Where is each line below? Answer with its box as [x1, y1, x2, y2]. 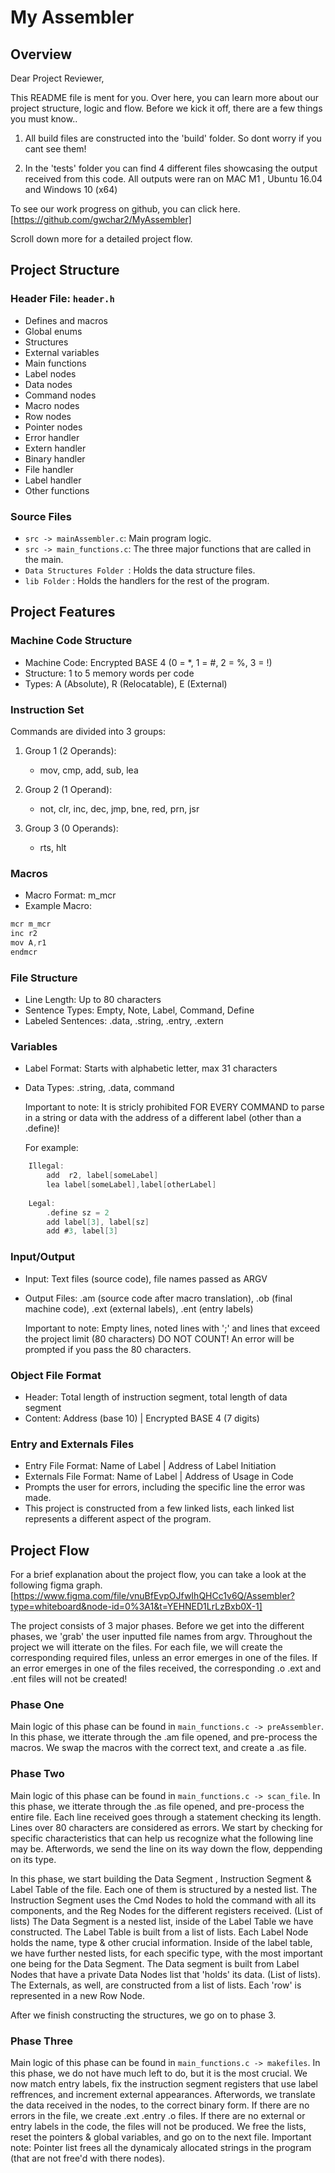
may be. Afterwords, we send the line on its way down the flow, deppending [10, 1842, 323, 1855]
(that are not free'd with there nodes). [10, 2152, 166, 2164]
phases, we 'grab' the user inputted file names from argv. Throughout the [10, 1631, 313, 1643]
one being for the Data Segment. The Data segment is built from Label [10, 1957, 300, 1970]
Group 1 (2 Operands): [24, 744, 117, 756]
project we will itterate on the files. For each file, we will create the [10, 1641, 283, 1653]
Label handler [24, 474, 82, 486]
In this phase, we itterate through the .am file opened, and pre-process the [10, 1731, 318, 1743]
